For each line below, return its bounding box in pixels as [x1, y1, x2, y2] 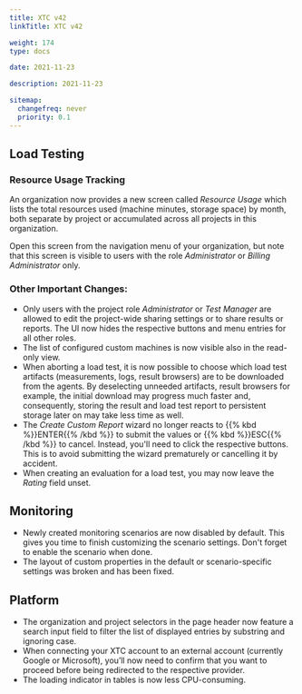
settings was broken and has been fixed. [22, 566, 175, 577]
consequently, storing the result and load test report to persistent [22, 400, 267, 411]
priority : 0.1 [17, 113, 71, 122]
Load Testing [9, 146, 84, 162]
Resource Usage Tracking [9, 173, 125, 186]
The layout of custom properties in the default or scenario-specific [22, 556, 272, 568]
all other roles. [22, 332, 77, 343]
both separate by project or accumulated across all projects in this [9, 213, 257, 224]
